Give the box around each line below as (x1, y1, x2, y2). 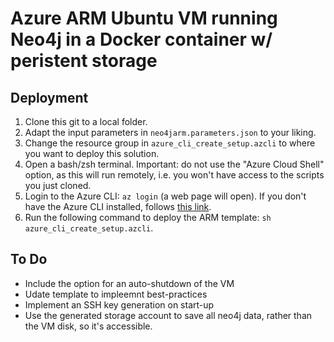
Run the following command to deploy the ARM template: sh (24, 212, 272, 223)
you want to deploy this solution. (24, 148, 160, 159)
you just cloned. (24, 180, 92, 191)
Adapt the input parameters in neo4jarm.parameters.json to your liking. (24, 127, 317, 138)
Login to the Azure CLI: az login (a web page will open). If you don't (24, 190, 307, 202)
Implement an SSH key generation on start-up (24, 298, 215, 311)
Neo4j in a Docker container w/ (10, 28, 273, 51)
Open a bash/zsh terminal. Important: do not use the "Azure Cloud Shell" (24, 158, 325, 170)
